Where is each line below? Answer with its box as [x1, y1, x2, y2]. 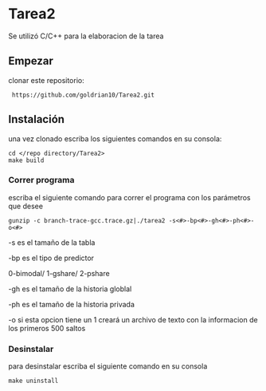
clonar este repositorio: [8, 75, 85, 85]
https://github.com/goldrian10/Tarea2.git [11, 91, 155, 99]
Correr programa [8, 175, 75, 186]
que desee [8, 201, 44, 211]
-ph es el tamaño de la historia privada [8, 299, 135, 309]
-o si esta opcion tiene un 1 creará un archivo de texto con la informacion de [8, 314, 258, 324]
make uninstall [8, 377, 59, 385]
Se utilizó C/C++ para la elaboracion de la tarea [8, 31, 164, 41]
